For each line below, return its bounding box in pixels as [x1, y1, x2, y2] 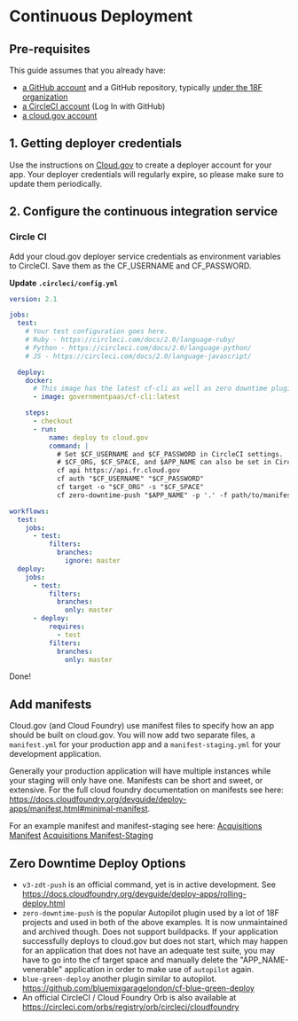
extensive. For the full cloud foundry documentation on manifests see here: [9, 784, 284, 795]
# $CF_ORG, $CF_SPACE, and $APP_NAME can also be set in [56, 458, 272, 467]
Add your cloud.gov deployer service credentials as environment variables [9, 251, 281, 261]
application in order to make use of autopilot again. [64, 964, 255, 974]
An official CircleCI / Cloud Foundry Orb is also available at [21, 993, 237, 1002]
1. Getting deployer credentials [9, 136, 183, 152]
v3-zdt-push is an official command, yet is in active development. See [21, 879, 277, 890]
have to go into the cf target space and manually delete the [21, 955, 239, 965]
